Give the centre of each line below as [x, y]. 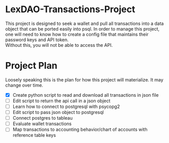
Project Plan [31, 66]
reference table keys [34, 135]
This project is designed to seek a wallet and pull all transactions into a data [84, 23]
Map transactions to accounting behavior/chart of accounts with [80, 130]
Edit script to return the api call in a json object [61, 101]
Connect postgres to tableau [43, 118]
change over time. [24, 85]
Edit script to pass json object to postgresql [58, 112]
